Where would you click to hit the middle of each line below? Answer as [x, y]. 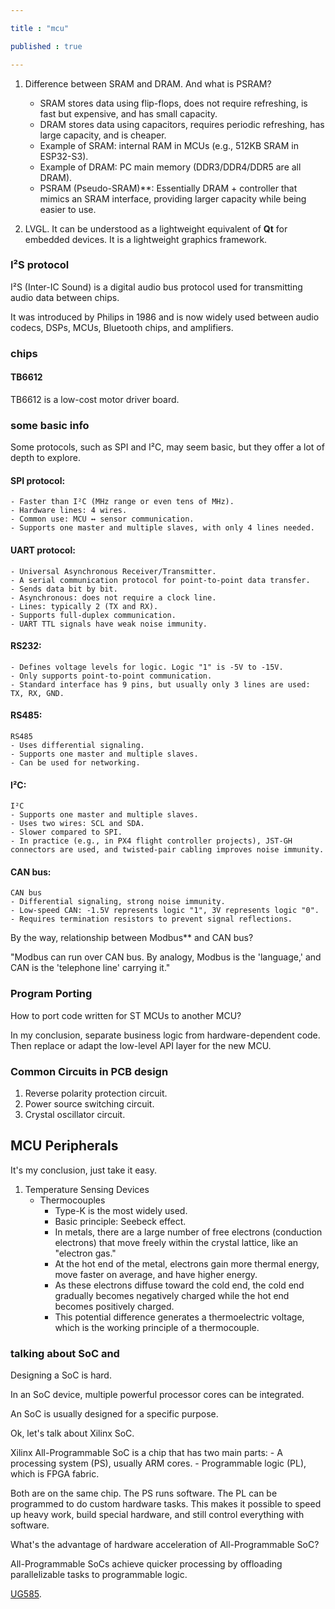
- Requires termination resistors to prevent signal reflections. [151, 919]
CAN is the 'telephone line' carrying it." [90, 968]
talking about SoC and [65, 1353]
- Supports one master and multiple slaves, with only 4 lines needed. [162, 528]
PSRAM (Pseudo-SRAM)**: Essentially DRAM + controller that [168, 188]
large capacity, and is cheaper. [103, 135]
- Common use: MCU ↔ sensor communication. [102, 519]
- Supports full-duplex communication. [93, 615]
